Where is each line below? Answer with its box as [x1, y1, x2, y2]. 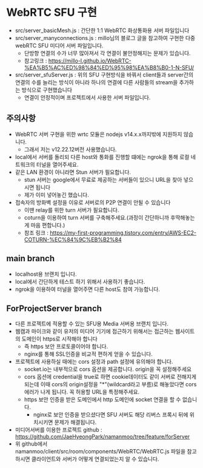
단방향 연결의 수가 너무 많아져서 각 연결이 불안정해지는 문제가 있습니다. [24, 49, 191, 56]
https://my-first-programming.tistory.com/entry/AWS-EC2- [49, 229, 197, 236]
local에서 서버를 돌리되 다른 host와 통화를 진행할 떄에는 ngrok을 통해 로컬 [15, 153, 190, 161]
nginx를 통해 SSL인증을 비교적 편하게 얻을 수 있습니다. [24, 350, 153, 358]
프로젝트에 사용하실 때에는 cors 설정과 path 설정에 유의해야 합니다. [15, 358, 173, 366]
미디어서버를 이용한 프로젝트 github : [15, 426, 102, 433]
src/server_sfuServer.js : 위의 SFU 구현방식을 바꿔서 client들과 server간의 [15, 71, 194, 78]
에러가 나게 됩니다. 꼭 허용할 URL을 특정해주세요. [24, 389, 140, 396]
